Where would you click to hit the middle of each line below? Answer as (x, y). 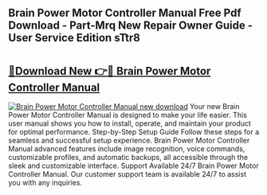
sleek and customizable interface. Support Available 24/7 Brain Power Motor (133, 166)
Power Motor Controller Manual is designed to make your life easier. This (128, 115)
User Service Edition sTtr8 (75, 38)
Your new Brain (215, 106)
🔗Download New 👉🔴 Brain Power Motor (110, 71)
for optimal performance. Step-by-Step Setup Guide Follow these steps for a (134, 132)
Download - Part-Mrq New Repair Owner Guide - (131, 26)
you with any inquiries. (45, 183)
